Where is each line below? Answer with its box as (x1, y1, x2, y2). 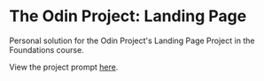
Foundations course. (9, 44, 84, 55)
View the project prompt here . (9, 62, 119, 72)
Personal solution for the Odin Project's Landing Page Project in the (9, 35, 255, 46)
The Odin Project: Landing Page (9, 6, 247, 26)
